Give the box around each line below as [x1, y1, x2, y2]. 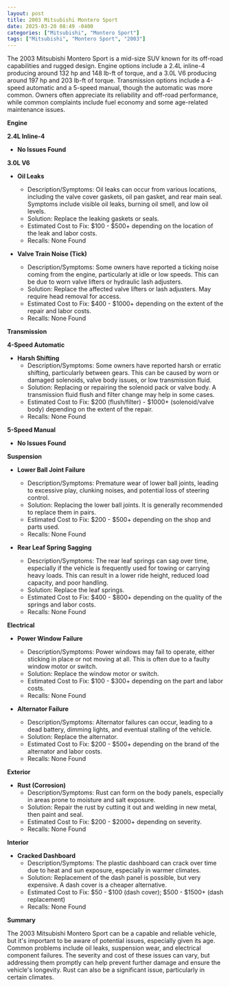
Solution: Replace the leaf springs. [27, 586, 125, 594]
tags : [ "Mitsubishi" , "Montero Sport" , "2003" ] [7, 36, 146, 43]
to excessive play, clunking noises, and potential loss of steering [27, 486, 209, 495]
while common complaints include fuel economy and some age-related [7, 98, 208, 106]
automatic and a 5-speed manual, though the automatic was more [26, 84, 213, 92]
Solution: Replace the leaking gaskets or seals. [27, 214, 159, 223]
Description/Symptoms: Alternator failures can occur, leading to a [27, 718, 213, 727]
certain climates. [7, 973, 54, 982]
